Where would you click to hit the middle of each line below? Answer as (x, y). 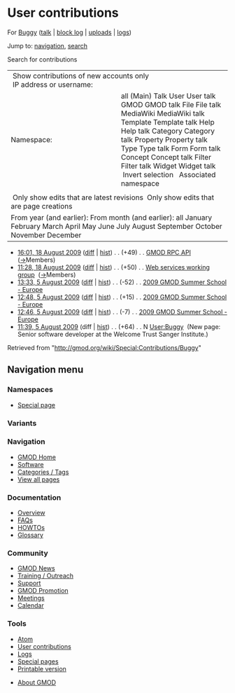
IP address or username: (53, 84)
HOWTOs (31, 528)
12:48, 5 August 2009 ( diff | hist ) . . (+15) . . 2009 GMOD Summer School (122, 297)
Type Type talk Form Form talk (171, 148)
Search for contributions (42, 59)
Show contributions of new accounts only (81, 76)
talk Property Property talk (164, 139)
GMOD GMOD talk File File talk (171, 104)
